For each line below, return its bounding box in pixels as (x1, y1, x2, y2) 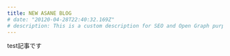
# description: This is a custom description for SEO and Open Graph (7, 22, 210, 29)
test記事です (7, 42, 42, 50)
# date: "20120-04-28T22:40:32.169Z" (7, 16, 115, 23)
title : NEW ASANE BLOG (7, 9, 72, 17)
